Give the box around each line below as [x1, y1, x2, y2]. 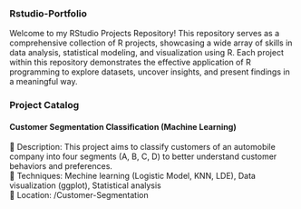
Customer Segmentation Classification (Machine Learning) [9, 121, 238, 132]
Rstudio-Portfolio [9, 7, 88, 20]
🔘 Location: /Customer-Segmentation [9, 190, 149, 201]
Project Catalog [9, 99, 80, 112]
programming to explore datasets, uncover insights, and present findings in [9, 66, 290, 77]
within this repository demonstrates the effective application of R [9, 57, 251, 68]
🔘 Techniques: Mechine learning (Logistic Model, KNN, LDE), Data [9, 171, 257, 182]
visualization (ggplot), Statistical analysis [9, 180, 161, 191]
